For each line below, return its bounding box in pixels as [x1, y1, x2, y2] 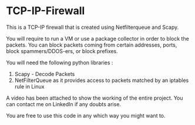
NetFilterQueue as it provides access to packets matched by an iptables [14, 77, 189, 84]
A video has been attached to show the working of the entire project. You [6, 94, 183, 101]
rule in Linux [14, 83, 45, 90]
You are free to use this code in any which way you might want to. [6, 112, 166, 119]
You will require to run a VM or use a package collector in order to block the [6, 35, 189, 42]
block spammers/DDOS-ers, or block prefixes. [6, 47, 119, 54]
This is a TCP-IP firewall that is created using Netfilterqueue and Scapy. [6, 24, 179, 31]
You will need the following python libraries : [6, 59, 113, 66]
